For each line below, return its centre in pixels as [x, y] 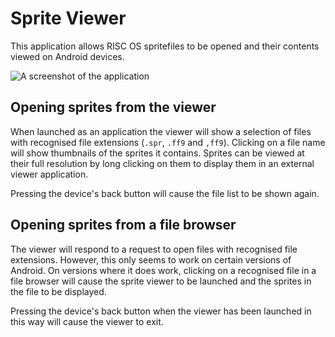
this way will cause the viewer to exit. [87, 321]
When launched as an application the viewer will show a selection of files [161, 131]
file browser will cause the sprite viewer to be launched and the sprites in [161, 281]
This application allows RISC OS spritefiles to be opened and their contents [165, 46]
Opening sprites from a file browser [123, 225]
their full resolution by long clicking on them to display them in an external [162, 163]
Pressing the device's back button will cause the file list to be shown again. [165, 193]
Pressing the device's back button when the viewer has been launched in [161, 311]
